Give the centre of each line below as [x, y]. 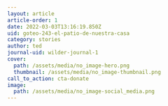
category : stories [34, 40]
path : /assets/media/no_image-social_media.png [84, 91]
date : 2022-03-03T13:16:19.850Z [54, 26]
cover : [17, 59]
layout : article [31, 14]
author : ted [24, 46]
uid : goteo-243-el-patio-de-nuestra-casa [69, 33]
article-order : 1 [33, 20]
